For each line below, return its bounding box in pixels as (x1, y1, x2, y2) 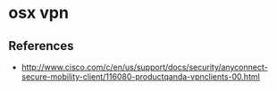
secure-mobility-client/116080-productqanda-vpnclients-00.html (21, 71, 260, 82)
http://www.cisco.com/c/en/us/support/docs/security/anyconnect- (21, 62, 269, 72)
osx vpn (8, 3, 69, 23)
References (8, 38, 74, 54)
